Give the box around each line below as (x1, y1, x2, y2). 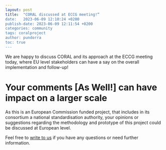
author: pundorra (5, 35, 42, 40)
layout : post (5, 7, 33, 12)
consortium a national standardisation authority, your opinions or (5, 114, 139, 120)
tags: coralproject (5, 30, 46, 35)
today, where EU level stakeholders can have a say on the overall (5, 58, 139, 65)
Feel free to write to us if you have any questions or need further (5, 134, 139, 140)
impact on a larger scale (5, 92, 107, 103)
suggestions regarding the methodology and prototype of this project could (5, 119, 161, 125)
